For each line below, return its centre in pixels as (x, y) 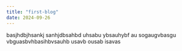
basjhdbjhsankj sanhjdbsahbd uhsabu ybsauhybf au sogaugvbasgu (91, 35)
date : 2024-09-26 (28, 18)
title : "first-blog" (33, 12)
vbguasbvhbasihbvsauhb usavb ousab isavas (64, 41)
